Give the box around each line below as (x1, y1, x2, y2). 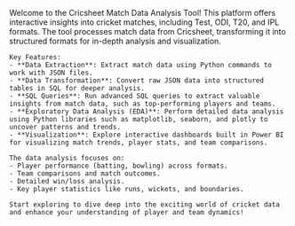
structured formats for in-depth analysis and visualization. (9, 35, 222, 46)
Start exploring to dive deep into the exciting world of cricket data (9, 200, 280, 209)
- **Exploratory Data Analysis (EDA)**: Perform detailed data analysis (9, 107, 284, 116)
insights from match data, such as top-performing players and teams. (9, 99, 276, 108)
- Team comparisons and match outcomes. (9, 169, 162, 178)
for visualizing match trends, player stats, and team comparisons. (9, 138, 268, 147)
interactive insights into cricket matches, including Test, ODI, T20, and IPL (9, 17, 280, 27)
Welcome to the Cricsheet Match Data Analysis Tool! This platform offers (9, 8, 276, 18)
